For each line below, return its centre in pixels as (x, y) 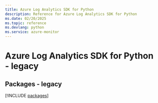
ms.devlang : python (25, 28)
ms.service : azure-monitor (32, 32)
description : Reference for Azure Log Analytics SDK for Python (71, 14)
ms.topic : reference (26, 23)
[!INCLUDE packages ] (27, 96)
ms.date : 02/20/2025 (26, 18)
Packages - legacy (33, 84)
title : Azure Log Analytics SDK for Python (50, 9)
